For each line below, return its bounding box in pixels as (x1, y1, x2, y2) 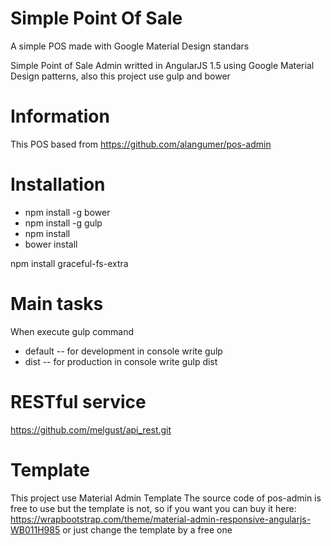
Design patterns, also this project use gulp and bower (10, 70, 231, 82)
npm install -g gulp (24, 217, 103, 229)
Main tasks (10, 293, 104, 315)
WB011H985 (10, 523, 61, 536)
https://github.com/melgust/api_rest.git (10, 423, 172, 436)
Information (10, 105, 110, 128)
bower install (24, 238, 78, 250)
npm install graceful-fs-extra (10, 257, 129, 269)
